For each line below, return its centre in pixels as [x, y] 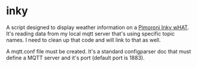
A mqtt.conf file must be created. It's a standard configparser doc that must [99, 51]
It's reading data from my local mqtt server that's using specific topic [90, 33]
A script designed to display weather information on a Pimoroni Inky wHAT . [98, 27]
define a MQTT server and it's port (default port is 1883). [75, 58]
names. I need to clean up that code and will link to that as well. [84, 40]
